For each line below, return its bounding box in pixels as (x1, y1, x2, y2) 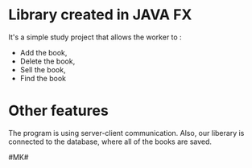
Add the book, (19, 47, 68, 57)
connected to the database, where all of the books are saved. (8, 137, 212, 146)
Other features (8, 102, 109, 120)
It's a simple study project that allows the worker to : (8, 32, 183, 42)
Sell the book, (19, 64, 66, 74)
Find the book (19, 73, 67, 83)
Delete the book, (19, 56, 76, 66)
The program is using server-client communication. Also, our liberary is (8, 128, 245, 137)
